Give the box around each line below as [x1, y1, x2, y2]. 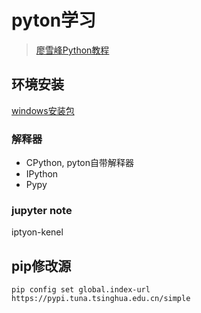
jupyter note [11, 203, 73, 217]
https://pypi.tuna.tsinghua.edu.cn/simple [11, 294, 191, 304]
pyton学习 [11, 9, 97, 32]
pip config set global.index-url [11, 285, 151, 295]
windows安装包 [11, 104, 75, 116]
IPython [25, 168, 59, 180]
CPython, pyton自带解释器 [25, 157, 135, 169]
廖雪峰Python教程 [35, 44, 110, 56]
